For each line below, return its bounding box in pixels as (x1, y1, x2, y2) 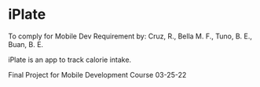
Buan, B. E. (8, 39, 44, 49)
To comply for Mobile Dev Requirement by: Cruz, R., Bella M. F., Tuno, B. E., (8, 31, 253, 41)
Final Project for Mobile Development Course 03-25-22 (8, 70, 187, 79)
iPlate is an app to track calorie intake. (8, 55, 132, 64)
